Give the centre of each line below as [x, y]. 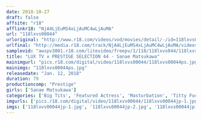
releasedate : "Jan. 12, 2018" [44, 73]
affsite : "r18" [25, 23]
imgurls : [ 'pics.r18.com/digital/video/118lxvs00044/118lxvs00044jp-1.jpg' [103, 101]
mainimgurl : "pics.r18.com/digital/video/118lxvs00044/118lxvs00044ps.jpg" [103, 62]
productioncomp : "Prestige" [41, 85]
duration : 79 [23, 79]
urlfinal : [19, 46]
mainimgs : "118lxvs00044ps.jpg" [47, 68]
